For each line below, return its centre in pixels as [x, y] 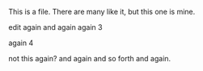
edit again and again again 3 [55, 27]
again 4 [21, 43]
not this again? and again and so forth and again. [90, 58]
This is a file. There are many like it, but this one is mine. [102, 12]
